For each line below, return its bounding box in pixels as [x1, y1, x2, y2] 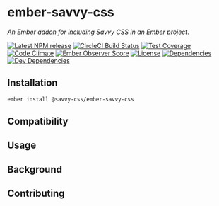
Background [7, 164, 62, 176]
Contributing [7, 188, 65, 200]
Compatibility [7, 115, 69, 127]
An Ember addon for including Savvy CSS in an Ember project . [7, 28, 189, 36]
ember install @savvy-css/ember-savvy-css [7, 96, 134, 103]
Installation [7, 77, 58, 89]
